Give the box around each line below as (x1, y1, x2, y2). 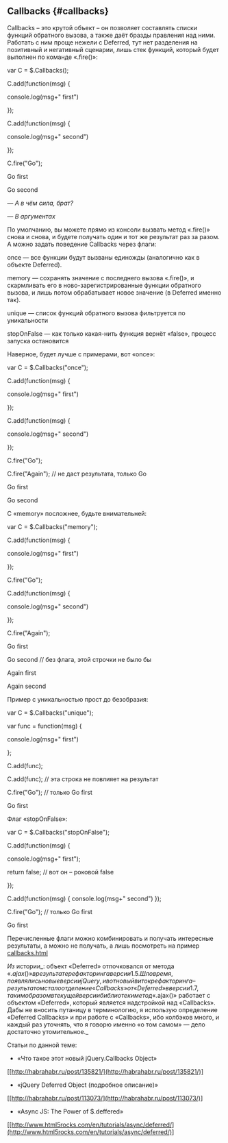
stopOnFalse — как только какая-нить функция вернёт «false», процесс (7, 329, 217, 338)
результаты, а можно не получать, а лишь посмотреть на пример (7, 942, 200, 950)
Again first (7, 668, 36, 677)
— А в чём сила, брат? (7, 199, 74, 207)
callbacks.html (7, 948, 48, 957)
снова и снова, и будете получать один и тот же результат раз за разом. (7, 232, 220, 241)
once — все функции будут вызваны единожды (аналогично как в (7, 253, 200, 261)
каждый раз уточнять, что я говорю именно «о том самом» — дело (7, 1020, 205, 1029)
